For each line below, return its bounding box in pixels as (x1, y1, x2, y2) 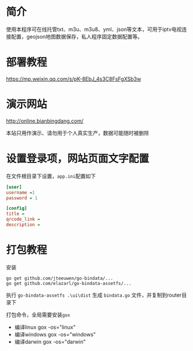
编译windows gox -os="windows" (14, 331, 96, 338)
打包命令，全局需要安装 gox (6, 311, 71, 318)
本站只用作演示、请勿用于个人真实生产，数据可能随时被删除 (6, 129, 149, 136)
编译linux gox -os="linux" (14, 324, 76, 331)
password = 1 (6, 195, 38, 201)
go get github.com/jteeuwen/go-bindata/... (6, 275, 114, 281)
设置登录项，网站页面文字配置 (6, 152, 150, 165)
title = (6, 211, 25, 217)
